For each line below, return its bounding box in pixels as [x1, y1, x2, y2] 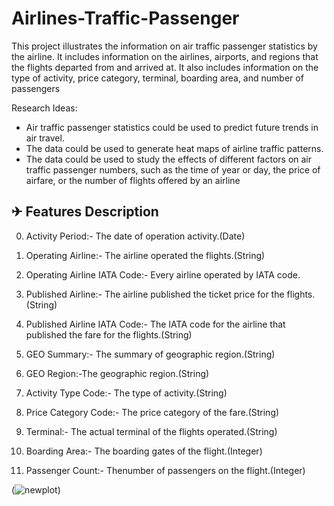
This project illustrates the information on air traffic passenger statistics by [11, 40, 318, 52]
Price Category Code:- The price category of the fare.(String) [25, 406, 280, 418]
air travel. [25, 132, 65, 144]
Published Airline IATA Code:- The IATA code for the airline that [25, 318, 286, 330]
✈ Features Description [11, 203, 159, 221]
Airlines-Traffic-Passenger [11, 7, 240, 30]
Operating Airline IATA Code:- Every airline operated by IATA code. [25, 268, 301, 281]
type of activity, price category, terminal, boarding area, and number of [11, 72, 304, 84]
